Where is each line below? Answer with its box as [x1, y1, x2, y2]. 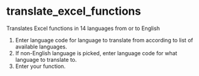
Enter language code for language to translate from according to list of [15, 36, 193, 44]
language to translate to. [15, 56, 77, 63]
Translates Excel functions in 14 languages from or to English [6, 25, 160, 32]
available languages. [15, 43, 67, 50]
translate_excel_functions [6, 4, 141, 18]
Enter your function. [15, 63, 66, 70]
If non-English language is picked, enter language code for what [15, 49, 178, 56]
